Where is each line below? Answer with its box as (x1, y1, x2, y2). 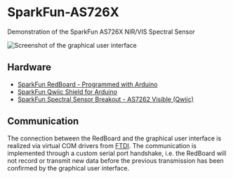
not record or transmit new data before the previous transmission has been (7, 156, 225, 165)
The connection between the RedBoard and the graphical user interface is (7, 134, 222, 142)
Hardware (7, 61, 51, 74)
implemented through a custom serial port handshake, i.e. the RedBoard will (7, 149, 227, 157)
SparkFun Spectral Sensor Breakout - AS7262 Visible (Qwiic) (17, 95, 194, 103)
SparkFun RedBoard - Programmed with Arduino (17, 80, 158, 88)
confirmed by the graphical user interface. (7, 164, 130, 172)
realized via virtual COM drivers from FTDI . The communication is (7, 141, 197, 150)
